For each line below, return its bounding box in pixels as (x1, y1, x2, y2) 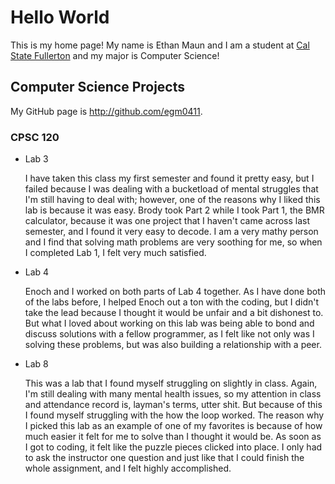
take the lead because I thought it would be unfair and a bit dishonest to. (24, 307, 324, 319)
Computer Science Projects (10, 79, 186, 96)
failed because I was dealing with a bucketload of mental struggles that (24, 183, 319, 195)
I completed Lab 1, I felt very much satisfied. (24, 247, 207, 259)
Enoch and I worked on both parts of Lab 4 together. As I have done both (24, 286, 326, 298)
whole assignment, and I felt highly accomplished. (24, 462, 232, 475)
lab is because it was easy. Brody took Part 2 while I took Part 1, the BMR (24, 204, 325, 216)
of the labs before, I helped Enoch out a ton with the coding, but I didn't (24, 296, 320, 308)
